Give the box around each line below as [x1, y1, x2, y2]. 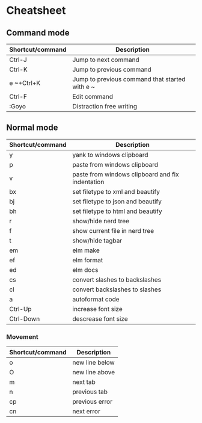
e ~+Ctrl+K [9, 79, 41, 87]
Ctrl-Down [9, 314, 40, 323]
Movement [6, 332, 39, 341]
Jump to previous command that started [72, 75, 186, 83]
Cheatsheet [6, 4, 66, 17]
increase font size [72, 304, 123, 313]
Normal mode [6, 123, 58, 133]
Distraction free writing [72, 102, 137, 110]
